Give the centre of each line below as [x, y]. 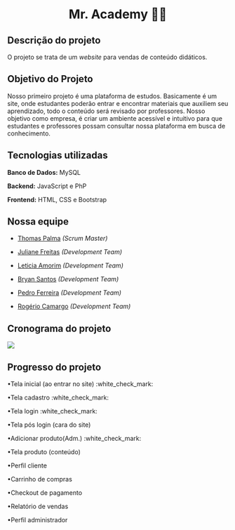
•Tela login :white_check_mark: [53, 411]
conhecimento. [29, 133]
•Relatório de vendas [38, 506]
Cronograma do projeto [59, 328]
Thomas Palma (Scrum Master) [62, 239]
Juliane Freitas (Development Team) [70, 252]
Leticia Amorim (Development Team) [70, 265]
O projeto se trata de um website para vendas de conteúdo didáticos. [107, 57]
